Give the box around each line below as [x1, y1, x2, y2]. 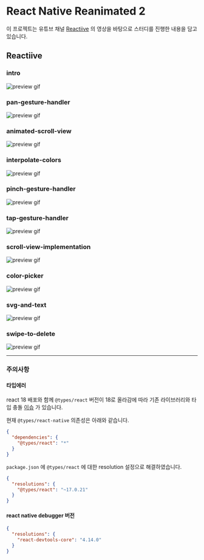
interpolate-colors [6, 156, 62, 165]
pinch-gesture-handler [6, 185, 76, 193]
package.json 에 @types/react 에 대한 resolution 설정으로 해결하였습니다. [6, 463, 182, 470]
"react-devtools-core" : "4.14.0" [17, 537, 102, 543]
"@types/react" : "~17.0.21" [17, 487, 88, 493]
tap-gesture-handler [6, 214, 69, 222]
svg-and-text [6, 301, 47, 309]
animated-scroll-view [6, 126, 72, 135]
